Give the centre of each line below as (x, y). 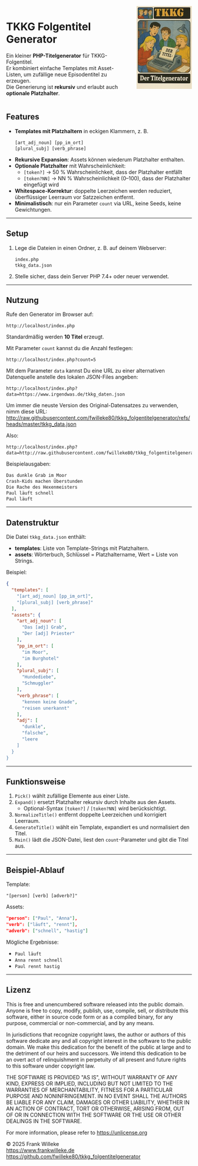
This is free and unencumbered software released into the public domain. (95, 1004)
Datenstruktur (33, 523)
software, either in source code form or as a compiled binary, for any (90, 1017)
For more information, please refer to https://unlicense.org (77, 1132)
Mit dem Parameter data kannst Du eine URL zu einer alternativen (85, 371)
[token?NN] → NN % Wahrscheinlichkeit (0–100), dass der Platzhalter (107, 178)
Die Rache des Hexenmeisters (42, 488)
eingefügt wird (41, 185)
